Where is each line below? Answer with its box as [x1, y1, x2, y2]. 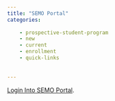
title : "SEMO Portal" [7, 10, 69, 17]
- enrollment [19, 48, 57, 55]
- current [19, 42, 48, 48]
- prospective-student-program [19, 29, 109, 36]
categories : [7, 16, 41, 23]
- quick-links [19, 55, 60, 61]
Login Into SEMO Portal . [7, 86, 75, 94]
